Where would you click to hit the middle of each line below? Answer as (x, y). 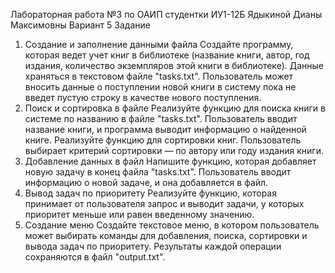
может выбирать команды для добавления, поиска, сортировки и (166, 235)
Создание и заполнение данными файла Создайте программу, (159, 44)
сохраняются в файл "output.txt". (95, 257)
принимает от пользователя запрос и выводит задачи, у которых (164, 203)
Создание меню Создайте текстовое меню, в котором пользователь (172, 225)
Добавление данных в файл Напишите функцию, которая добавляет (170, 161)
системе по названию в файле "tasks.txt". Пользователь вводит (161, 118)
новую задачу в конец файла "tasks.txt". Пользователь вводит (158, 172)
